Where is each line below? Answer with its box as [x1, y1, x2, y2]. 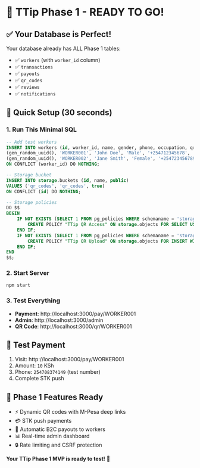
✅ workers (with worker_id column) [14, 57, 101, 63]
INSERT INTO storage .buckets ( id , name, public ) [6, 177, 129, 184]
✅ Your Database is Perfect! [6, 29, 112, 39]
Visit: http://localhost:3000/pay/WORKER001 [14, 356, 124, 363]
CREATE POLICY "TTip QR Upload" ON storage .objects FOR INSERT [27, 238, 187, 244]
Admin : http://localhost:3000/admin [14, 316, 104, 324]
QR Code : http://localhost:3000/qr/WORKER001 [14, 323, 132, 330]
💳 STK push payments [14, 417, 72, 424]
